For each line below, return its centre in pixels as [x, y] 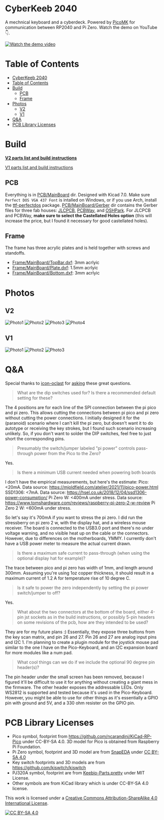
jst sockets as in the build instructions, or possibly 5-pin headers [90, 617]
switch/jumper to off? [38, 593]
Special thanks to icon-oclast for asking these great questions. [68, 384]
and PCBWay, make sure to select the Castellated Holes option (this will [79, 215]
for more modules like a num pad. [39, 653]
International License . [27, 803]
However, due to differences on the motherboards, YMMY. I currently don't [81, 538]
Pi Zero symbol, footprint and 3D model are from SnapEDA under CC [81, 752]
